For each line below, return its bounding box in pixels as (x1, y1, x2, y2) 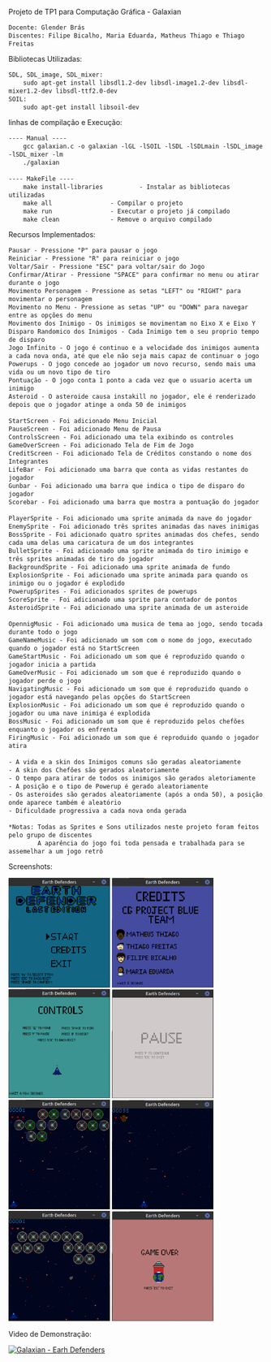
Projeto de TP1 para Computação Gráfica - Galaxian (8, 7, 182, 16)
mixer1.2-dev (8, 87, 53, 95)
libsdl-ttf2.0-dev (55, 87, 118, 95)
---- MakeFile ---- (8, 175, 75, 183)
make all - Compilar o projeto (23, 199, 183, 207)
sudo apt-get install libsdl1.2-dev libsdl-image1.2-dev (23, 79, 220, 87)
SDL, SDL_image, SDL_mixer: (8, 71, 104, 79)
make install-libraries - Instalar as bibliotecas (23, 183, 230, 191)
